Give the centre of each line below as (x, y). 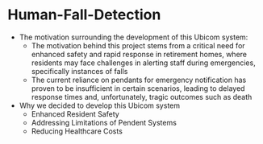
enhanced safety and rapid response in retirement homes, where (139, 54)
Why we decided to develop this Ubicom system (100, 105)
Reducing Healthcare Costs (77, 131)
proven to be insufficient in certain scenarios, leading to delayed (138, 88)
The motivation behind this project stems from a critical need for (138, 45)
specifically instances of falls (79, 71)
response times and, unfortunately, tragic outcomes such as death (142, 97)
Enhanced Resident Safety (75, 113)
